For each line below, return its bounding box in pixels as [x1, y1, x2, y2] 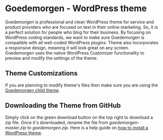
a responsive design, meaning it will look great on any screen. [5, 45, 129, 51]
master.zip [5, 124, 26, 130]
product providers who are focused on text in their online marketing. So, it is [5, 24, 158, 30]
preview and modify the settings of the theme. [5, 55, 98, 61]
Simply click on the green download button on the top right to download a [5, 114, 153, 120]
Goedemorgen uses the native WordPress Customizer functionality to [5, 50, 145, 56]
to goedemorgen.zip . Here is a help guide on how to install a [27, 124, 148, 130]
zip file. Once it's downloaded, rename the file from [5, 120, 108, 125]
